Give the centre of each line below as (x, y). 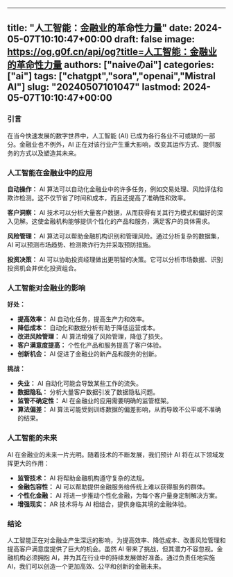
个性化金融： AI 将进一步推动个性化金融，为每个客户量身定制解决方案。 (119, 495)
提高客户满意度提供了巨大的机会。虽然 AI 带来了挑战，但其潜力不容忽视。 (112, 548)
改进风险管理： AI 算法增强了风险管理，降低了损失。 (92, 336)
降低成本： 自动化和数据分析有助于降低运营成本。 (88, 328)
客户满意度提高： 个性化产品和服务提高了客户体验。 (91, 346)
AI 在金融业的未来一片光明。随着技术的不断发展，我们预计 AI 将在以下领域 (113, 454)
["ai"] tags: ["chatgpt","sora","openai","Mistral (112, 76)
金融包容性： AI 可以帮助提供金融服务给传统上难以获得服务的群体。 (113, 487)
